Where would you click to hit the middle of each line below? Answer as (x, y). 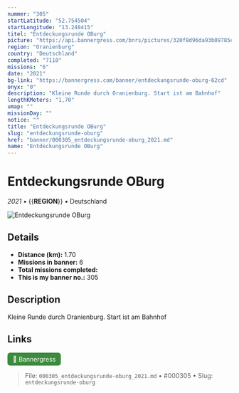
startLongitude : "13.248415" (51, 27)
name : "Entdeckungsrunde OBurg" (55, 147)
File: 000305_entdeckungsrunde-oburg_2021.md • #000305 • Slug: (119, 375)
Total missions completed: (58, 269)
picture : (20, 41)
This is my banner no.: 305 (58, 277)
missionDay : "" (30, 113)
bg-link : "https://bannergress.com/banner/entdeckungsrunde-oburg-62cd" (117, 80)
